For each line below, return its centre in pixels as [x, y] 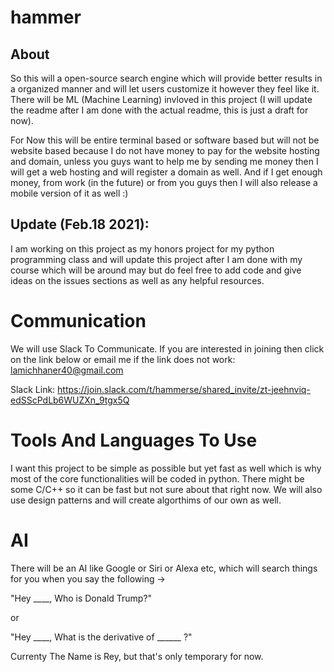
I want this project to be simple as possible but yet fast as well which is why [166, 468]
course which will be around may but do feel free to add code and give [156, 270]
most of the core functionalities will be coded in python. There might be [157, 478]
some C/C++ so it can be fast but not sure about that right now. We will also [166, 489]
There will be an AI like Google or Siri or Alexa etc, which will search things [164, 568]
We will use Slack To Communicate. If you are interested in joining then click [167, 348]
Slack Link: [33, 389]
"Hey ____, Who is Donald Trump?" [81, 598]
